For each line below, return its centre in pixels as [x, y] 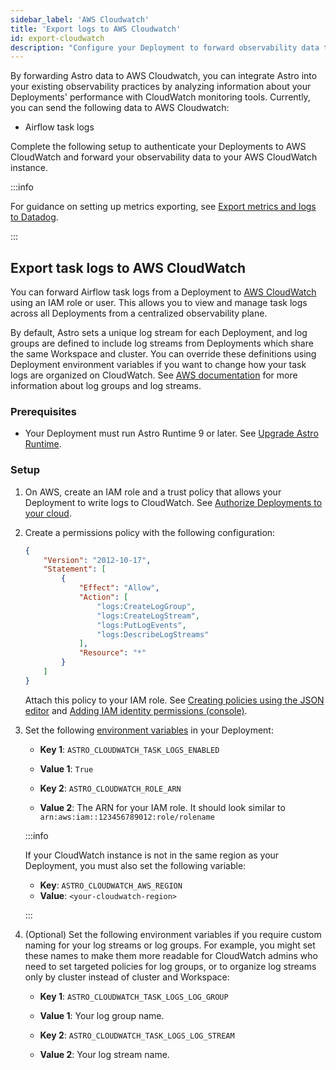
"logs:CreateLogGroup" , [146, 606]
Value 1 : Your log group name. [102, 1015]
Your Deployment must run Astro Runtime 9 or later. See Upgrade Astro [171, 433]
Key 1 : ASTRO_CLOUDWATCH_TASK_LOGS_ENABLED [129, 749]
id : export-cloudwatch [57, 38]
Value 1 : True [66, 768]
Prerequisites [43, 411]
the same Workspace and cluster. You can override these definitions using [163, 354]
